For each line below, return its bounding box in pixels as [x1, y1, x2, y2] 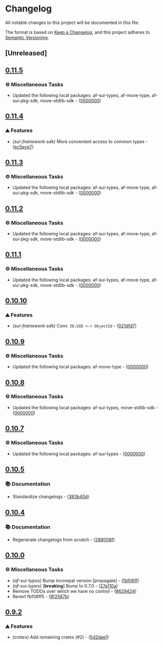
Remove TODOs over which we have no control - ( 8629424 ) [12, 588, 136, 594]
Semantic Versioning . [5, 34, 49, 40]
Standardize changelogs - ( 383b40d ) [12, 494, 90, 500]
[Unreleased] [5, 49, 47, 57]
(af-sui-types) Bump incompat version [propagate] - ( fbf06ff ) [12, 578, 139, 584]
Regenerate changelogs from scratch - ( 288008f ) [12, 537, 115, 543]
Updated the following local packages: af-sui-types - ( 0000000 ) [12, 451, 146, 457]
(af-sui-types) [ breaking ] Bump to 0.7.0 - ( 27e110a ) [12, 583, 118, 589]
